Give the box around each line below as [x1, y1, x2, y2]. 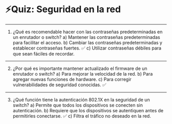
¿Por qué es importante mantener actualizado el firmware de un [12, 65, 147, 71]
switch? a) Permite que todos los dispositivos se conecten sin [12, 102, 143, 108]
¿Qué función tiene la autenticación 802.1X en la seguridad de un [12, 96, 150, 103]
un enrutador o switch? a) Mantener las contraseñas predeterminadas [12, 34, 160, 40]
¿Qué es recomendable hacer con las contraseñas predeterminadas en [12, 29, 163, 35]
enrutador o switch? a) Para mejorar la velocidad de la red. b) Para [12, 70, 153, 77]
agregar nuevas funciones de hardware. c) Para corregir [12, 76, 132, 82]
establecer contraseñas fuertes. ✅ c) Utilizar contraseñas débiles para [12, 45, 162, 51]
